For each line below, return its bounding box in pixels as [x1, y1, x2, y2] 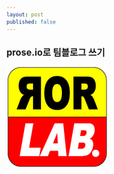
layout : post [6, 11, 44, 18]
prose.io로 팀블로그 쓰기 [6, 46, 106, 58]
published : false [6, 18, 56, 26]
